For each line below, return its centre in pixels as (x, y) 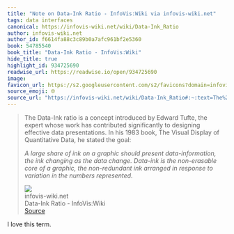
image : (17, 78)
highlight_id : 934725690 (43, 65)
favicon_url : (26, 85)
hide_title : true (32, 59)
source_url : (24, 98)
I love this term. (29, 224)
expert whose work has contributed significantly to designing (112, 125)
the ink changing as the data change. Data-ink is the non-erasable (120, 161)
